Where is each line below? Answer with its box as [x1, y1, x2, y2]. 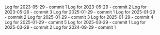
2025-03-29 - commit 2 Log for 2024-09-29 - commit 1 [4, 24, 116, 30]
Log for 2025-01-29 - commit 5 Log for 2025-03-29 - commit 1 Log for [4, 19, 146, 25]
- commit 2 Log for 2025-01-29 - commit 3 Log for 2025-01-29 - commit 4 [4, 14, 154, 20]
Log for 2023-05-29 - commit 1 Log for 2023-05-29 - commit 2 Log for [4, 4, 147, 10]
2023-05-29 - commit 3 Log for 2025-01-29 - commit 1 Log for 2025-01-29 [4, 9, 156, 15]
